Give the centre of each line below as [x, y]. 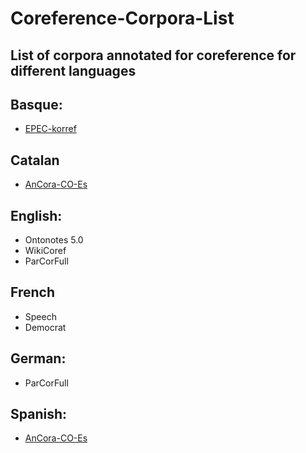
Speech [40, 316]
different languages [73, 70]
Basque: [36, 104]
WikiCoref [45, 251]
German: [38, 358]
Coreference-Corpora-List [122, 18]
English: [36, 215]
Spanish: [38, 414]
